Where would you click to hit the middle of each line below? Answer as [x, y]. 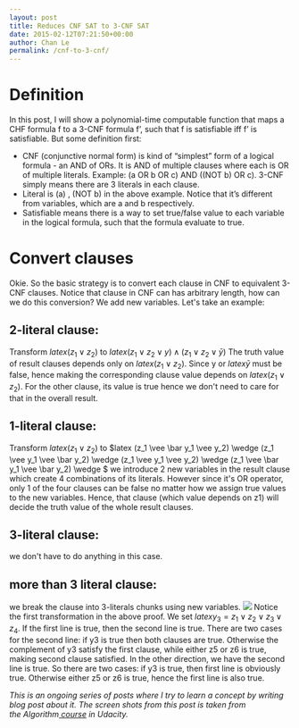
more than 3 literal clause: [83, 585]
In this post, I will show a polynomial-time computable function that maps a [147, 120]
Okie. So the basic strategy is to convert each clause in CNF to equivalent [145, 283]
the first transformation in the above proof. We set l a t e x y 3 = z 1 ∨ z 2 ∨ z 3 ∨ [146, 618]
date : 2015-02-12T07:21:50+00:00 [71, 34]
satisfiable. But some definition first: [75, 138]
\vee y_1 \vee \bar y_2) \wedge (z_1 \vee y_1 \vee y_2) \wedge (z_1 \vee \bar [144, 459]
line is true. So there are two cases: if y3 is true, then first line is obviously [145, 668]
